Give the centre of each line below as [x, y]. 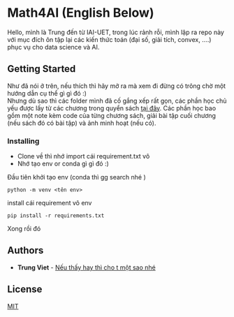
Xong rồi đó [24, 229]
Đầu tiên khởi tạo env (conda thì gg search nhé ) [77, 177]
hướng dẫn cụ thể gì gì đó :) [47, 93]
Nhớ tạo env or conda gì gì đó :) [63, 164]
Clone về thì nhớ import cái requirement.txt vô [83, 156]
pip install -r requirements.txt [56, 216]
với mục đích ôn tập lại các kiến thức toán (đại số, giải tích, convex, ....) [109, 39]
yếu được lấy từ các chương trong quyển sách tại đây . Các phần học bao [112, 108]
